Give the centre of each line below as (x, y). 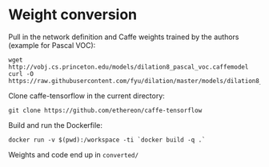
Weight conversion (73, 15)
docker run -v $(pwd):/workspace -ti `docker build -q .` (107, 140)
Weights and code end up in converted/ (73, 154)
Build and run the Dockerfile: (55, 125)
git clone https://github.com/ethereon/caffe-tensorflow (105, 110)
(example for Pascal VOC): (52, 45)
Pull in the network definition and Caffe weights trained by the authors (124, 37)
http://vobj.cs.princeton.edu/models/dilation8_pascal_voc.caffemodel (128, 67)
